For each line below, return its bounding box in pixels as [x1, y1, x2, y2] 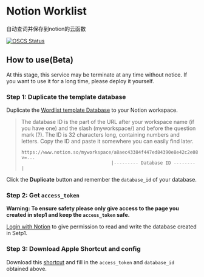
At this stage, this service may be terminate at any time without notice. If [6, 71, 187, 78]
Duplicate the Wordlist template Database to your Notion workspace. [6, 106, 178, 114]
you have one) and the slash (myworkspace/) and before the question [21, 125, 196, 132]
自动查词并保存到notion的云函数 [6, 25, 86, 32]
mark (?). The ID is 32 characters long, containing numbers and [21, 131, 180, 138]
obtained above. [6, 265, 47, 272]
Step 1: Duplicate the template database [6, 92, 126, 101]
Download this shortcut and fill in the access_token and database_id [6, 258, 175, 265]
